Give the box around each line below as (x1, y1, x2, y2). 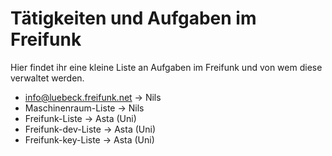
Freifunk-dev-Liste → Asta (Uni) (24, 123, 156, 135)
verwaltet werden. (10, 72, 85, 84)
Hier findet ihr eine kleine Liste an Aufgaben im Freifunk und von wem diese (10, 61, 323, 73)
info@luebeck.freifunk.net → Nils (24, 91, 162, 103)
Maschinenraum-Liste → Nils (24, 102, 145, 114)
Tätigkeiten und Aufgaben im (10, 7, 257, 30)
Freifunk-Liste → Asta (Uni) (24, 112, 137, 124)
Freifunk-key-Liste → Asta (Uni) (24, 133, 155, 146)
